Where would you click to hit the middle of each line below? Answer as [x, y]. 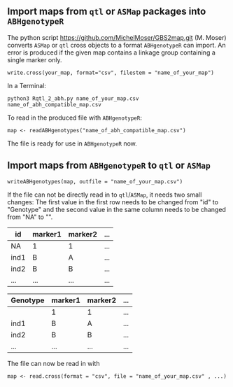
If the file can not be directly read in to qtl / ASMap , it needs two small [105, 195]
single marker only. [35, 59]
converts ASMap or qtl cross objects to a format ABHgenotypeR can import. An [116, 45]
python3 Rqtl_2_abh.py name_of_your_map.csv [73, 98]
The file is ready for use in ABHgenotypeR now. [72, 143]
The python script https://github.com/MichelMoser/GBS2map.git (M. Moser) [117, 37]
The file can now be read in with [54, 363]
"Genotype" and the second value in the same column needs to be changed [116, 209]
